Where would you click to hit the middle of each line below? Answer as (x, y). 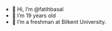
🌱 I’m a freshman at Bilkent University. (59, 22)
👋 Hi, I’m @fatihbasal (38, 9)
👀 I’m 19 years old (34, 15)
